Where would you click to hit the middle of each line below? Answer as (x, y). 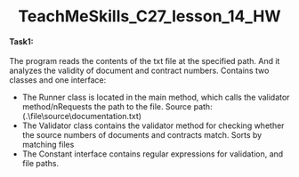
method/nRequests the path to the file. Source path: (117, 107)
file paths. (40, 164)
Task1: (21, 41)
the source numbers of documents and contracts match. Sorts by (142, 135)
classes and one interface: (58, 80)
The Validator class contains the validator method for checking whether (153, 125)
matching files (48, 145)
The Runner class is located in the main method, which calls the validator (156, 97)
